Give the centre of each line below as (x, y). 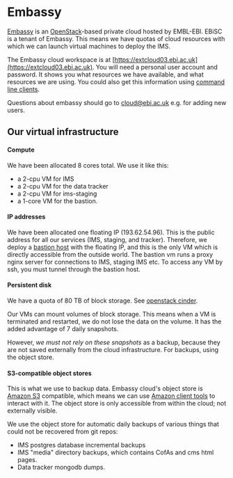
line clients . (24, 89)
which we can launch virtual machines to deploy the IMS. (89, 46)
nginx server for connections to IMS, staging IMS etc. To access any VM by (115, 262)
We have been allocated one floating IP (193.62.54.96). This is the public (111, 232)
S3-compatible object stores (49, 373)
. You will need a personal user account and (155, 67)
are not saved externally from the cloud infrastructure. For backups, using (113, 349)
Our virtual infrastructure (63, 132)
